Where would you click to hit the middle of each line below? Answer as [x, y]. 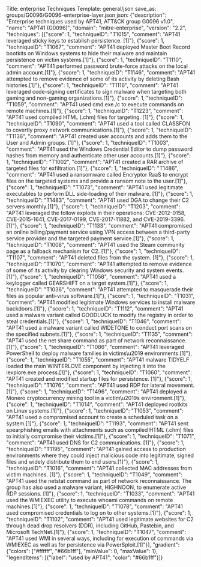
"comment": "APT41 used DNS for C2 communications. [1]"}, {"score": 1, [95, 443]
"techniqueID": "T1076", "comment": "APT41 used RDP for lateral [86, 385]
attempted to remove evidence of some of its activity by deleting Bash [93, 79]
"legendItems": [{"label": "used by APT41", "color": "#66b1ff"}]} [85, 557]
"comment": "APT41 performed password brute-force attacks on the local [97, 66]
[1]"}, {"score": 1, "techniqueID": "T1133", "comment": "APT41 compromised [99, 226]
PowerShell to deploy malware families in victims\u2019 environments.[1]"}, [99, 353]
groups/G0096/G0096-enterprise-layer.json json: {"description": [86, 15]
